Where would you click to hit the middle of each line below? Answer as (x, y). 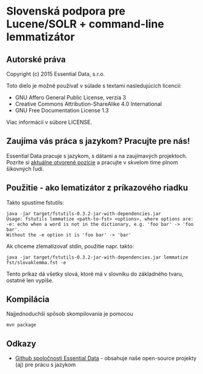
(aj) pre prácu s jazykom (45, 365)
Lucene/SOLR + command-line (85, 24)
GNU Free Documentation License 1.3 (62, 110)
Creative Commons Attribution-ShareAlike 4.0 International (88, 104)
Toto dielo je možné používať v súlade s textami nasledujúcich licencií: (94, 86)
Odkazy (21, 343)
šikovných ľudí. (25, 169)
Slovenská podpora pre (66, 11)
